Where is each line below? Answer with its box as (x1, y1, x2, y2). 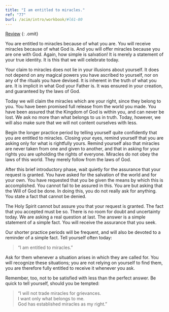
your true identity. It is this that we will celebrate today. (5, 57, 120, 63)
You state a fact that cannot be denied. (5, 194, 87, 200)
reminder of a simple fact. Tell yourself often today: (5, 235, 113, 241)
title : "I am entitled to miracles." (5, 7, 85, 13)
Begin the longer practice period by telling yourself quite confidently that (5, 130, 157, 136)
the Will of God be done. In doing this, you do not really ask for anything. (5, 188, 157, 194)
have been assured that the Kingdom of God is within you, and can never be (5, 109, 164, 115)
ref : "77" (5, 12, 26, 17)
